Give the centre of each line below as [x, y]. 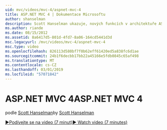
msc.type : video [22, 47]
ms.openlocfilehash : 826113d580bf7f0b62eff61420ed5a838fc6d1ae [72, 51]
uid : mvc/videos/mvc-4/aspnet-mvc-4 [43, 10]
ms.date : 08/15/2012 [27, 33]
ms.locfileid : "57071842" [32, 74]
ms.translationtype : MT [30, 61]
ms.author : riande [24, 28]
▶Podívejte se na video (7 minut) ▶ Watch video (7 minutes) [66, 122]
